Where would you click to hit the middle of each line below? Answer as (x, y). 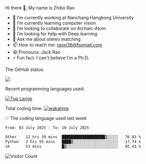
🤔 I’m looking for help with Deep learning (55, 34)
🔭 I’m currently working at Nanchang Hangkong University (73, 17)
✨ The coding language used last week (46, 118)
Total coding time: (24, 108)
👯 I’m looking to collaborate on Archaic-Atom (59, 28)
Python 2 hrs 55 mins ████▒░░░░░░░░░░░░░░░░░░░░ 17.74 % (73, 142)
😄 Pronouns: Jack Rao (36, 52)
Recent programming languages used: (45, 89)
